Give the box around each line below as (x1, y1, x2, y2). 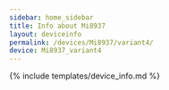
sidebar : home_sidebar (9, 12, 94, 22)
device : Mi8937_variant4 (9, 46, 102, 55)
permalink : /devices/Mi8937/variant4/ (9, 37, 154, 47)
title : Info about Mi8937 (9, 21, 106, 30)
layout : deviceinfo (9, 29, 82, 38)
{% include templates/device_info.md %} (9, 70, 161, 81)
